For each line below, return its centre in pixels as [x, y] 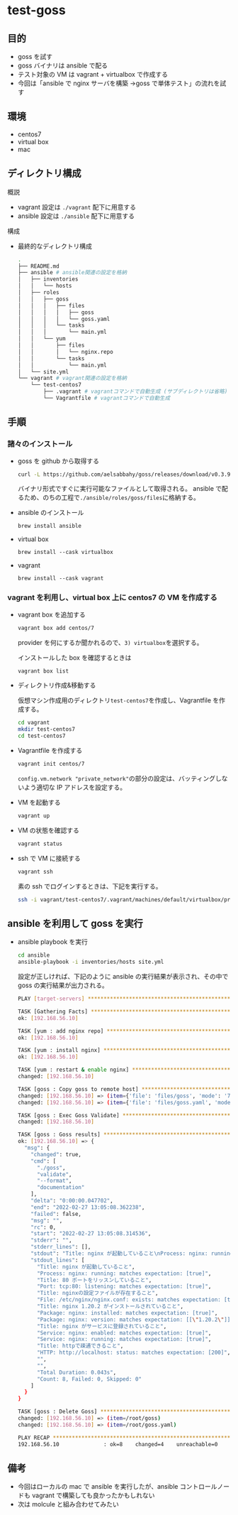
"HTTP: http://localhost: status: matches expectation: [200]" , [134, 1353]
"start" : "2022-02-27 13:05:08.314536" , [91, 1234]
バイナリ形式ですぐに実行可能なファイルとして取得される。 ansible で [120, 489]
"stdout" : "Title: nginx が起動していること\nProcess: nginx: [119, 1254]
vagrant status [40, 844]
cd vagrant [34, 723]
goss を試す [35, 56]
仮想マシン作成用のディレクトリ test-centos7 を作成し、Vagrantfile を [118, 700]
